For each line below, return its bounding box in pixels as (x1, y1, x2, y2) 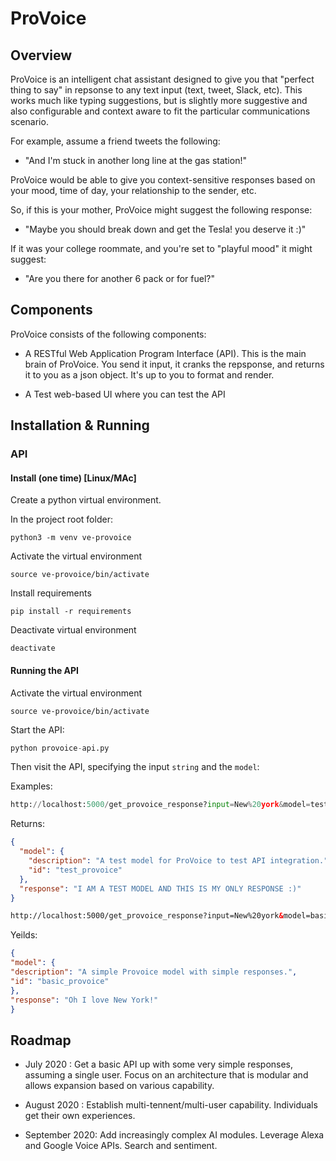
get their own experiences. (24, 1110, 136, 1122)
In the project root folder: (10, 513, 113, 526)
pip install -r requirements (10, 607, 132, 617)
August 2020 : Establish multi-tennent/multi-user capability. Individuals (24, 1099, 318, 1111)
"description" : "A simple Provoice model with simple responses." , (10, 967, 298, 977)
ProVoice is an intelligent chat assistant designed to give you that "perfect (10, 73, 315, 85)
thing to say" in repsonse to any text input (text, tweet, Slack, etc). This (10, 84, 303, 96)
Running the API (10, 664, 79, 676)
